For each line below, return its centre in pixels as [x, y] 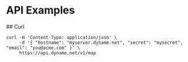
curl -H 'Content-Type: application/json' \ [62, 37]
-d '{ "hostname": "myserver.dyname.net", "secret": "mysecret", [101, 43]
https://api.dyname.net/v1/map [57, 53]
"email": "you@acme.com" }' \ [43, 48]
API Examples [41, 10]
